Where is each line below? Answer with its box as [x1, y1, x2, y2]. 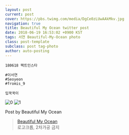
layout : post [5, 7, 32, 12]
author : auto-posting [5, 48, 50, 53]
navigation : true [5, 21, 41, 26]
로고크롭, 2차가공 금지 [17, 124, 60, 130]
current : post [5, 12, 34, 17]
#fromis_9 [5, 81, 26, 86]
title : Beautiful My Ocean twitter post [5, 26, 90, 31]
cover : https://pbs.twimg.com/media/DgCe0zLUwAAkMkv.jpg [5, 16, 125, 21]
